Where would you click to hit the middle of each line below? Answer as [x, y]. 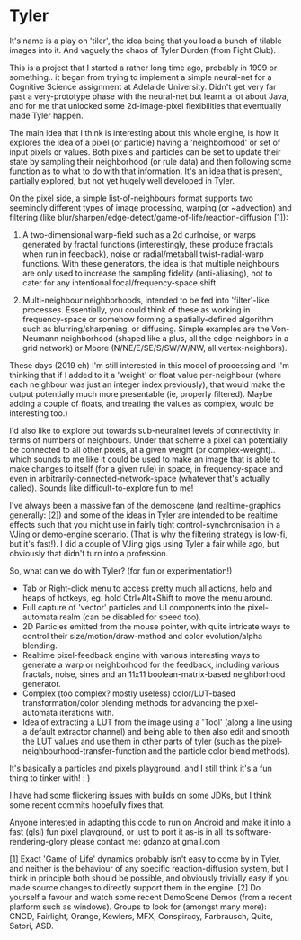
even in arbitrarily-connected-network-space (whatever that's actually [140, 478]
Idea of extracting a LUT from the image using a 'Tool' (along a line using [157, 722]
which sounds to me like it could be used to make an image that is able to [145, 459]
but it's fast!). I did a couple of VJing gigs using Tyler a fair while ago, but [145, 543]
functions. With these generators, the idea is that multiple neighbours [150, 263]
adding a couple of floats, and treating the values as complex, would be [142, 403]
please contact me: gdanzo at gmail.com [145, 841]
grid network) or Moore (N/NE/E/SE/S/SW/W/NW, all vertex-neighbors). [155, 348]
